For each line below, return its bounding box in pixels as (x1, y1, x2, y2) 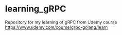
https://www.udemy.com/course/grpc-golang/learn (5, 24, 108, 30)
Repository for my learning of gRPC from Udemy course (5, 19, 118, 25)
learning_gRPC (5, 3, 67, 14)
